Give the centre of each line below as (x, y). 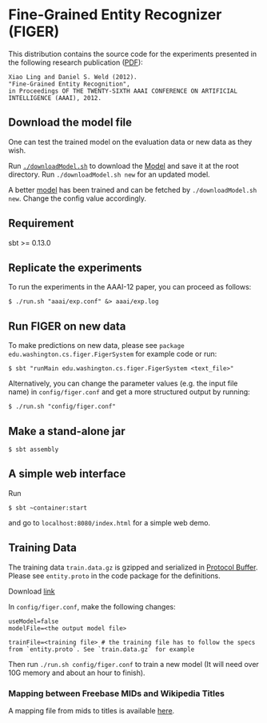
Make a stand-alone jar (67, 431)
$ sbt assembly (34, 449)
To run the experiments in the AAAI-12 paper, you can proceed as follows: (130, 287)
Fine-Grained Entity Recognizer (115, 15)
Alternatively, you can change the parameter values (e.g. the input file (123, 383)
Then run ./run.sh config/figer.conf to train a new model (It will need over (134, 664)
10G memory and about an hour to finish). (77, 673)
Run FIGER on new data (67, 326)
